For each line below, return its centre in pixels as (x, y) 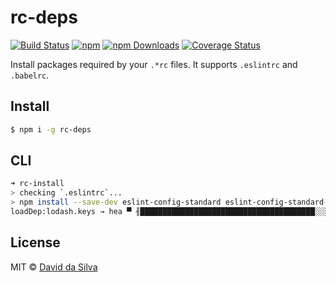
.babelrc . (30, 75)
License (35, 242)
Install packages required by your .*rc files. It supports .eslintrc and (154, 64)
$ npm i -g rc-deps (51, 129)
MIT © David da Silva (54, 267)
